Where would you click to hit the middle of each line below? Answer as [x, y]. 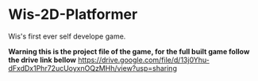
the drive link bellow [42, 60]
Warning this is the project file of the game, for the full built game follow [129, 51]
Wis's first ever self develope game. [67, 36]
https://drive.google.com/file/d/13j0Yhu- [144, 60]
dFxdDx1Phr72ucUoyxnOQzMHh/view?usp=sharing [92, 68]
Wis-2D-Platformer [73, 15]
